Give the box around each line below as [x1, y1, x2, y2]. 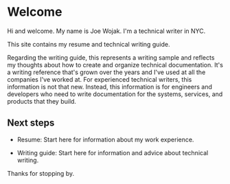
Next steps [7, 117, 55, 129]
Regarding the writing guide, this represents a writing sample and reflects [7, 53, 215, 62]
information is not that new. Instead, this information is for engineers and [7, 82, 213, 91]
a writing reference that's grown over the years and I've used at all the [7, 68, 206, 76]
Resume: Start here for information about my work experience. [16, 135, 194, 143]
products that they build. [7, 97, 77, 105]
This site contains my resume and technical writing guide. [7, 40, 170, 48]
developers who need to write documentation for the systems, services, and [7, 90, 223, 98]
